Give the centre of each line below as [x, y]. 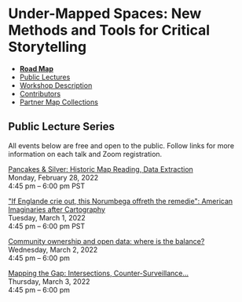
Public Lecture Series [62, 127]
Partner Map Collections [59, 102]
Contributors [40, 93]
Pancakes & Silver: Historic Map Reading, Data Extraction [101, 169]
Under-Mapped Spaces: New [105, 14]
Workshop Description [56, 85]
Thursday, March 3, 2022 [49, 281]
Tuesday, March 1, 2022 [47, 217]
